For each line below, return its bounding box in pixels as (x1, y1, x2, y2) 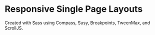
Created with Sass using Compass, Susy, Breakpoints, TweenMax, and (4, 20, 150, 26)
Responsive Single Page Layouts (4, 3, 143, 15)
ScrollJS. (4, 25, 23, 31)
